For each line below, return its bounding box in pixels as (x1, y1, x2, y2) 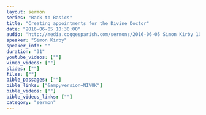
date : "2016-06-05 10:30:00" (6, 26, 81, 32)
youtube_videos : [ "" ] (6, 54, 62, 60)
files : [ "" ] (6, 71, 37, 77)
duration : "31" (6, 49, 45, 55)
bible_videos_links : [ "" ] (6, 94, 72, 100)
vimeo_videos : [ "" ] (6, 60, 56, 66)
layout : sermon (6, 9, 45, 15)
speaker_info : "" (6, 43, 51, 49)
